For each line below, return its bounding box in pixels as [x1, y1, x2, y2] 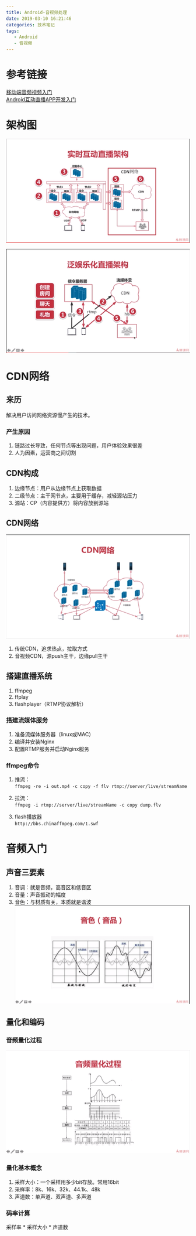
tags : [6, 28, 19, 34]
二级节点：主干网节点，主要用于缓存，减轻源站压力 [14, 492, 138, 499]
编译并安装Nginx [14, 738, 55, 745]
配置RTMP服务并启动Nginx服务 [14, 745, 89, 752]
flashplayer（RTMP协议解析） [14, 700, 87, 707]
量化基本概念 [6, 1164, 43, 1172]
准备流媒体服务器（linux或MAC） [14, 730, 94, 737]
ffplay [14, 693, 29, 700]
